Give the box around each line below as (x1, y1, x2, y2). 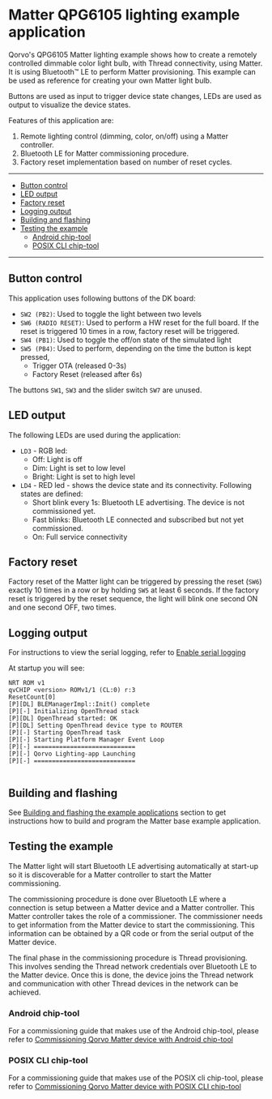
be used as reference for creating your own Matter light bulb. (8, 75, 212, 85)
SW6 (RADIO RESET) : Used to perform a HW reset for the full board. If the (19, 318, 259, 327)
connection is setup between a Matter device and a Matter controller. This (8, 902, 255, 913)
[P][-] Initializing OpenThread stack (8, 708, 139, 716)
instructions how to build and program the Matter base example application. (8, 816, 261, 826)
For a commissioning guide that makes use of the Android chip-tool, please (8, 1026, 259, 1036)
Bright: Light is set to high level (32, 472, 136, 481)
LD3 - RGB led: (19, 446, 68, 455)
